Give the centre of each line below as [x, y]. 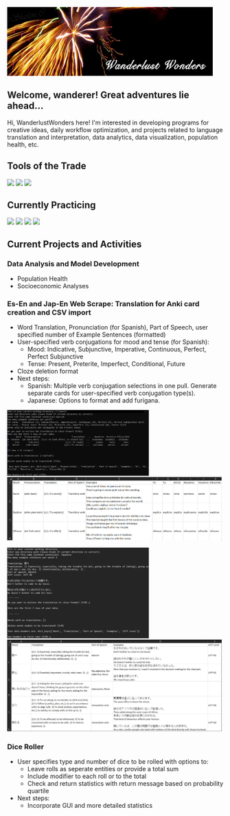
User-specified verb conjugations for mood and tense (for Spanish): [113, 342]
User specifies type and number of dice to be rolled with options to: [113, 762]
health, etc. [23, 144]
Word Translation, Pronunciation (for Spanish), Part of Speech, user [112, 328]
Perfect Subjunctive [55, 356]
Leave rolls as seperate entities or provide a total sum [103, 769]
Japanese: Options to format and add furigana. [93, 400]
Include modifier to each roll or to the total [87, 776]
